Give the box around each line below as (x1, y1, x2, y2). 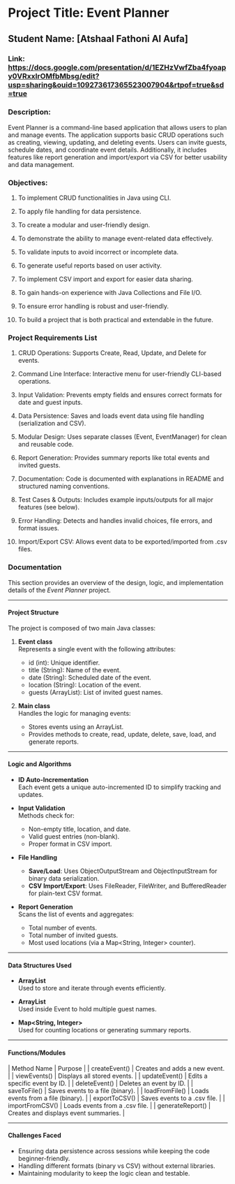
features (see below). (17, 503, 79, 512)
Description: (8, 107, 51, 117)
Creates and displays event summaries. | (8, 1109, 125, 1117)
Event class (17, 637, 53, 646)
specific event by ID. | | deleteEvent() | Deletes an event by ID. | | (8, 1078, 194, 1088)
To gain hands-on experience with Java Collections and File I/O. (17, 289, 202, 297)
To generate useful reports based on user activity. (17, 261, 162, 270)
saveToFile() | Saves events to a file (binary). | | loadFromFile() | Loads (8, 1086, 209, 1095)
